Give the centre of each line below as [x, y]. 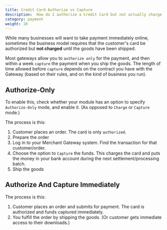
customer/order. [29, 148]
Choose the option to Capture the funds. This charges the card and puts [86, 153]
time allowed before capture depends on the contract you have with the [79, 69]
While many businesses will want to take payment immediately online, [77, 38]
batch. [19, 164]
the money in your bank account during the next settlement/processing [85, 158]
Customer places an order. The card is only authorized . [69, 132]
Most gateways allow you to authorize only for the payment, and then [77, 58]
